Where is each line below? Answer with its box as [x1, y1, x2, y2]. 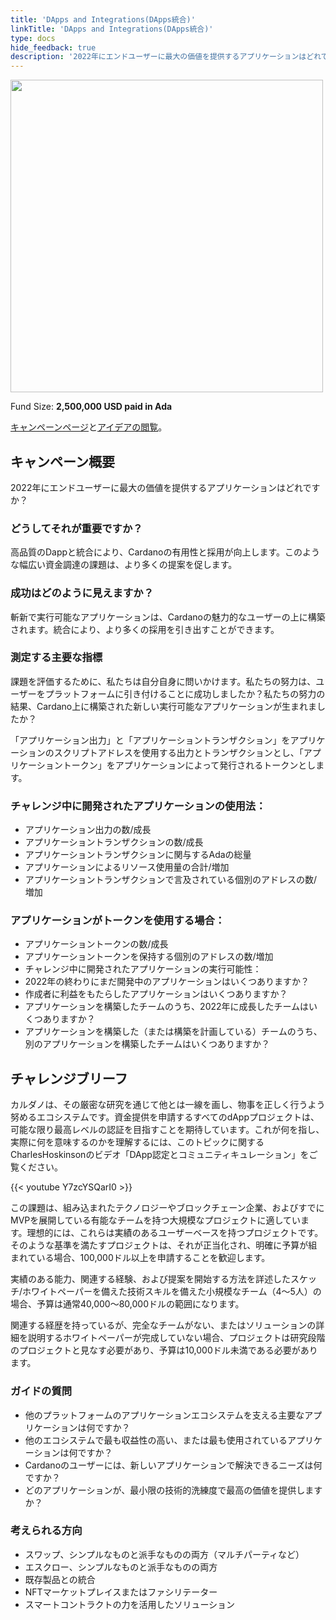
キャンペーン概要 [10, 453, 115, 470]
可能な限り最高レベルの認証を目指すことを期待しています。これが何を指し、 [10, 1124, 325, 1136]
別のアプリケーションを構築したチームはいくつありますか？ [24, 1038, 271, 1050]
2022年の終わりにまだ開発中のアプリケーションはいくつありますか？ [24, 976, 310, 988]
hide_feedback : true [10, 42, 97, 53]
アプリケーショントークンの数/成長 [24, 938, 169, 950]
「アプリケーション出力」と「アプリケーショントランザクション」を [10, 734, 291, 746]
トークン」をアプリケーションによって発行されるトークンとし [62, 759, 317, 771]
